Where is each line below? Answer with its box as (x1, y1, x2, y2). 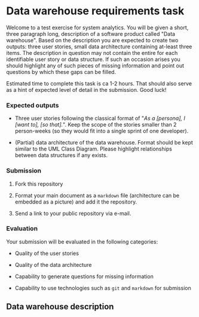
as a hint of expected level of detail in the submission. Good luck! (6, 86, 167, 93)
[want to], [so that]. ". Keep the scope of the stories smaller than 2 (14, 121, 177, 128)
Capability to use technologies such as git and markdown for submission (14, 284, 191, 291)
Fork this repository (14, 180, 63, 187)
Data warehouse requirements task (6, 4, 185, 18)
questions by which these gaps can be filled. (6, 68, 117, 75)
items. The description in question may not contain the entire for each (6, 49, 178, 56)
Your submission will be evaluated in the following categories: (6, 238, 158, 245)
